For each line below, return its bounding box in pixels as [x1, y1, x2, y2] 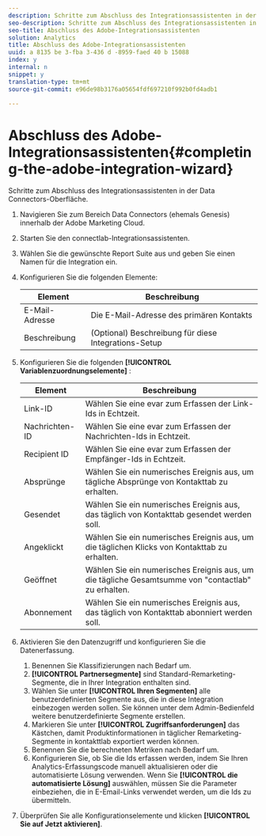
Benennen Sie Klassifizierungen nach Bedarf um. [31, 661, 192, 671]
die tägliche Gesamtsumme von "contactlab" [85, 575, 252, 586]
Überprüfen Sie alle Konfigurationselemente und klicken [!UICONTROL [19, 811, 251, 820]
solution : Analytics [8, 33, 77, 42]
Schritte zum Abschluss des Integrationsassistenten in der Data [8, 186, 215, 196]
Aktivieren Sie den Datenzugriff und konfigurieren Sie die [19, 637, 206, 647]
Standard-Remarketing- [158, 670, 236, 679]
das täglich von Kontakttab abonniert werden [85, 607, 253, 618]
